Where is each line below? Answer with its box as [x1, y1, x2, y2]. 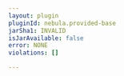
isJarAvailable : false [8, 34, 84, 42]
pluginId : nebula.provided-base [8, 19, 116, 27]
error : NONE [8, 42, 48, 50]
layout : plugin [8, 11, 59, 20]
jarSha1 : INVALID [8, 26, 66, 34]
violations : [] [8, 49, 59, 57]
